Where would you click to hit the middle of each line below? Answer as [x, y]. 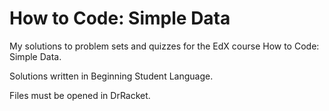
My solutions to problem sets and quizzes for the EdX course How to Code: [164, 46]
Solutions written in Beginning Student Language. [111, 76]
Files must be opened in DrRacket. [80, 95]
